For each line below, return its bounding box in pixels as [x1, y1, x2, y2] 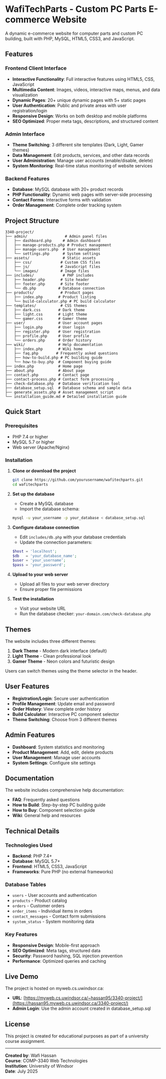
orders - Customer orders [12, 903, 65, 909]
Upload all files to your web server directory [19, 581, 110, 587]
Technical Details [5, 827, 60, 835]
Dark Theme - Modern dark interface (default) [12, 647, 107, 654]
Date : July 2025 [5, 1068, 38, 1075]
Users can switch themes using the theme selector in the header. [5, 668, 137, 674]
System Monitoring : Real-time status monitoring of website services [12, 162, 153, 169]
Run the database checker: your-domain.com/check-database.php [19, 611, 151, 617]
